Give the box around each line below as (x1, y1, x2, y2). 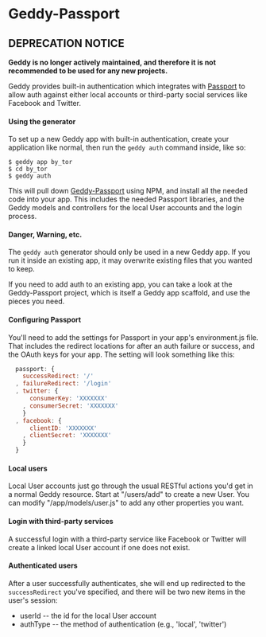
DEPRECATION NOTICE (8, 37, 125, 50)
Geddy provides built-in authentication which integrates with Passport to (8, 81, 246, 91)
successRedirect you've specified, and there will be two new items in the (8, 587, 246, 596)
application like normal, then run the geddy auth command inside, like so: (8, 143, 246, 152)
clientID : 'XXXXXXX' (29, 424, 98, 432)
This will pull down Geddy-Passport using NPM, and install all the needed (8, 186, 249, 196)
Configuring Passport (8, 315, 82, 324)
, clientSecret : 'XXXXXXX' (22, 432, 112, 440)
